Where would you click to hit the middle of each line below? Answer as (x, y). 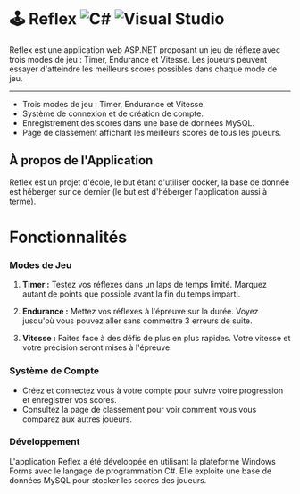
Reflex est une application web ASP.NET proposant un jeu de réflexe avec (145, 50)
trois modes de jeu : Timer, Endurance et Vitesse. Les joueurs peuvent (138, 59)
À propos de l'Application (81, 160)
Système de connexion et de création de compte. (112, 113)
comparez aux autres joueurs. (77, 419)
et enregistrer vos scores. (70, 399)
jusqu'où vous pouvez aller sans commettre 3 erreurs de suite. (137, 321)
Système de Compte (54, 371)
